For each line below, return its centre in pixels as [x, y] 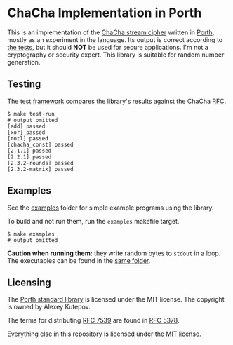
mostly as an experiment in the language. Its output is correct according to [115, 39]
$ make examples [31, 234]
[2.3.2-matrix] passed [40, 169]
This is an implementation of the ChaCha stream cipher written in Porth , [111, 32]
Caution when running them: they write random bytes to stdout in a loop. [114, 253]
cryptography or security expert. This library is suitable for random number [116, 55]
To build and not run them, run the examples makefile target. [93, 221]
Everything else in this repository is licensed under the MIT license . [104, 334]
